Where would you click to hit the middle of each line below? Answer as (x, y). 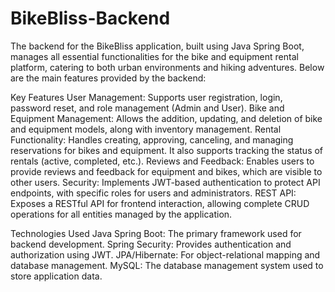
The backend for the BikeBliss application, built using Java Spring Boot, (157, 46)
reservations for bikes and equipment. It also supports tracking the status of (167, 150)
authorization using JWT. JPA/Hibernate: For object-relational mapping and (165, 254)
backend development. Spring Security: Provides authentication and (151, 244)
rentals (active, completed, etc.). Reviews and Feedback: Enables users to (162, 161)
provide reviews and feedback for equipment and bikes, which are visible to (166, 171)
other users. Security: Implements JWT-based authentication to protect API (165, 182)
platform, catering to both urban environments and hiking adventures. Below (167, 67)
